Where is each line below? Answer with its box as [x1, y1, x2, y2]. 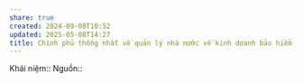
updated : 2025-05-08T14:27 [9, 30, 111, 39]
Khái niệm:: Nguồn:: [9, 63, 83, 74]
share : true [9, 13, 54, 23]
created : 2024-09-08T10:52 [9, 22, 111, 31]
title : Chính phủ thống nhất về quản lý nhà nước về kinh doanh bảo [9, 38, 272, 48]
